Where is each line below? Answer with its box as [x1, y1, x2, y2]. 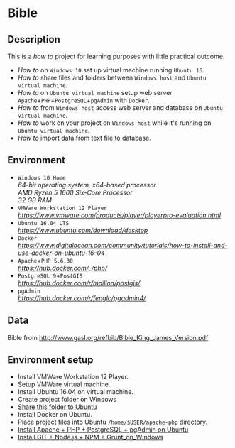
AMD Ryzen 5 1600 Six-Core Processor [17, 188, 133, 197]
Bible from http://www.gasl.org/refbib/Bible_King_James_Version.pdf [7, 333, 209, 342]
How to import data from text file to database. [17, 133, 151, 142]
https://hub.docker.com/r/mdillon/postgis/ [17, 278, 141, 287]
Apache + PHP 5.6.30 [17, 256, 73, 264]
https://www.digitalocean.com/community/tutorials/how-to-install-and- [17, 241, 228, 249]
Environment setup [7, 354, 94, 366]
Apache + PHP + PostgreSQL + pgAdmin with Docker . [17, 96, 151, 104]
